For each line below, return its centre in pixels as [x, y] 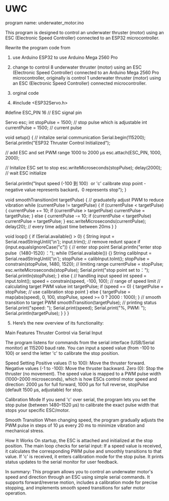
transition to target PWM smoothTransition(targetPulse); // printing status [81, 302]
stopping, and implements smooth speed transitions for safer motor [75, 487]
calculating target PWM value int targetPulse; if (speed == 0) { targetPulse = [84, 286]
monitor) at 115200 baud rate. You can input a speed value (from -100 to [80, 348]
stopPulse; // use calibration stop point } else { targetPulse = [68, 292]
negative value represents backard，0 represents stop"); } [66, 190]
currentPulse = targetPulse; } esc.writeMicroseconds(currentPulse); [76, 221]
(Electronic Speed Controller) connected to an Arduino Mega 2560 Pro [86, 72]
